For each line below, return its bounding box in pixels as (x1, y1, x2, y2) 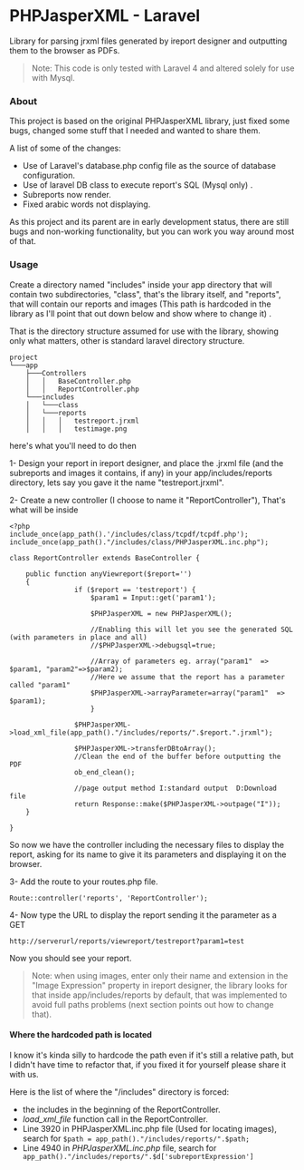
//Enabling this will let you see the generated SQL (90, 625, 294, 634)
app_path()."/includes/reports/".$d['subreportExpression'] (22, 1152, 254, 1161)
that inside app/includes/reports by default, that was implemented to (31, 990, 288, 1000)
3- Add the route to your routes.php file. (9, 876, 158, 887)
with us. (9, 1068, 39, 1079)
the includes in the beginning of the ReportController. (22, 1104, 221, 1115)
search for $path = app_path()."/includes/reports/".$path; (22, 1133, 251, 1144)
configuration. (22, 170, 75, 181)
